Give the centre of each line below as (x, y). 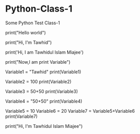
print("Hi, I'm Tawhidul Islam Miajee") (44, 126)
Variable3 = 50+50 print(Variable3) (42, 91)
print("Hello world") (26, 32)
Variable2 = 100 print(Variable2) (38, 81)
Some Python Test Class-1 (33, 23)
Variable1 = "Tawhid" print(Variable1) (43, 72)
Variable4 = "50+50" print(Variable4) (44, 101)
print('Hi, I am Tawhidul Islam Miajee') (44, 52)
